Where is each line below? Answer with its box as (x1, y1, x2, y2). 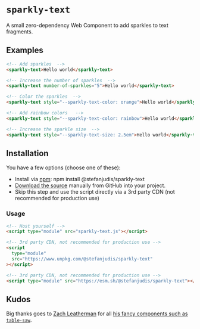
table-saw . (6, 316, 32, 324)
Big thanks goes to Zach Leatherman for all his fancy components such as (6, 310, 188, 317)
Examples (6, 45, 43, 55)
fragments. (6, 28, 33, 35)
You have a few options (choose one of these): (6, 164, 121, 171)
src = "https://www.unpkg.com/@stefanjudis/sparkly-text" (11, 256, 153, 262)
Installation (6, 148, 49, 159)
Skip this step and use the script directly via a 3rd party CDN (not (14, 188, 176, 195)
